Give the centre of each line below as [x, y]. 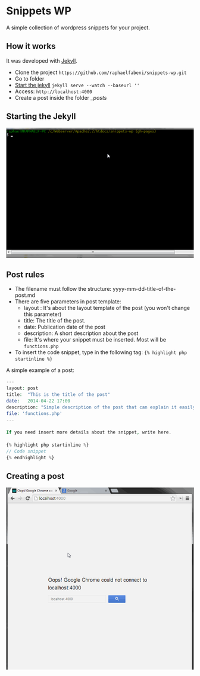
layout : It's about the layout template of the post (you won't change [107, 308]
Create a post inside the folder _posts [61, 97]
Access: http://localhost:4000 [53, 91]
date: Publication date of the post [65, 327]
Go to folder [29, 78]
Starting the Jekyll [41, 117]
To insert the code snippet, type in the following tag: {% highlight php [101, 352]
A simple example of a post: [40, 370]
